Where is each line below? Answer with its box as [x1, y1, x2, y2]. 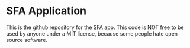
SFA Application [6, 4, 87, 18]
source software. [6, 36, 48, 43]
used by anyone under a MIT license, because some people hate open [6, 30, 178, 37]
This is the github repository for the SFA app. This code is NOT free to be [6, 24, 184, 31]
